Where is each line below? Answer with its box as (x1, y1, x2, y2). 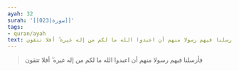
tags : (7, 23, 23, 30)
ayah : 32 (7, 10, 33, 18)
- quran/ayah (7, 30, 46, 37)
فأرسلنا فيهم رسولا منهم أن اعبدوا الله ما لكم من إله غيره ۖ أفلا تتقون (24, 56, 203, 64)
